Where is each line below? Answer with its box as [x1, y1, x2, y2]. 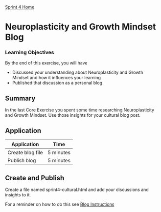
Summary [5, 94, 36, 102]
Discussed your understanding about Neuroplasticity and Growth [12, 69, 143, 75]
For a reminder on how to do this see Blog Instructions [5, 201, 115, 207]
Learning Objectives [5, 49, 55, 56]
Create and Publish [5, 173, 65, 182]
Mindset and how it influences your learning [12, 75, 101, 81]
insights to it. [5, 191, 31, 197]
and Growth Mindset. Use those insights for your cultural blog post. [5, 112, 141, 118]
